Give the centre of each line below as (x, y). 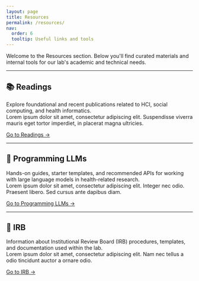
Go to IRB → (21, 272)
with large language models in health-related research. (73, 179)
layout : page (22, 12)
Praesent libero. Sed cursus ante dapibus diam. (64, 192)
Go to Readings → (28, 134)
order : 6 (22, 34)
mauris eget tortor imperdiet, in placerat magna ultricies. (75, 123)
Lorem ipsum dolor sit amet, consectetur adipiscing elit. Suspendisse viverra (99, 117)
